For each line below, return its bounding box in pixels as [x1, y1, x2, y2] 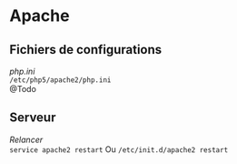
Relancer [9, 134, 44, 145]
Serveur [9, 110, 56, 126]
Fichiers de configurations [9, 42, 163, 57]
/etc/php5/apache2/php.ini [9, 76, 112, 85]
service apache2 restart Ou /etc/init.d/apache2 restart [9, 143, 229, 155]
